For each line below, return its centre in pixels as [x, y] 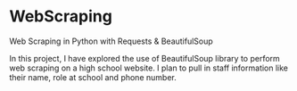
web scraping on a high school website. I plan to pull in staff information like [148, 68]
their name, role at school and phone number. [93, 77]
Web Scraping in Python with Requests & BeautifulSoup [111, 41]
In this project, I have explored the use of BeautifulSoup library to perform [145, 58]
